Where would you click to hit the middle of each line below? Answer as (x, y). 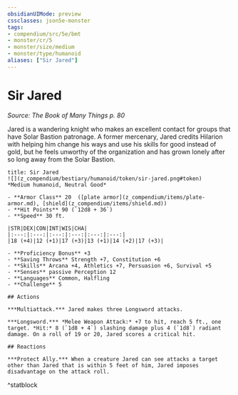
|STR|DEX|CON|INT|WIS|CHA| (47, 228)
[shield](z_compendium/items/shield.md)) (105, 204)
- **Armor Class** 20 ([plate (54, 197)
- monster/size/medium (41, 47)
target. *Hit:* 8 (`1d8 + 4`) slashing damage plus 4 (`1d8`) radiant (114, 328)
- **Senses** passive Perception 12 (62, 272)
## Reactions (27, 347)
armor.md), (24, 204)
